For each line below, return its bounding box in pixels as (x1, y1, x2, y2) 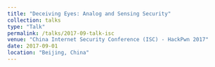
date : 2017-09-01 (7, 43, 58, 50)
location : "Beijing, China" (7, 50, 90, 57)
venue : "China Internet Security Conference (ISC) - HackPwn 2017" (7, 36, 209, 43)
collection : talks (7, 17, 61, 24)
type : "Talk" (7, 23, 46, 30)
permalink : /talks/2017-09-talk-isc (7, 29, 115, 37)
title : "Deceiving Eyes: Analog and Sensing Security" (7, 10, 171, 17)
